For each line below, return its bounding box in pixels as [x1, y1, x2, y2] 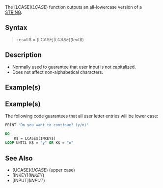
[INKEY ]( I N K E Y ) [12, 172, 45, 178]
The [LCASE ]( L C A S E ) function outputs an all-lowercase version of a [5, 4, 142, 10]
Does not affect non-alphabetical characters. [12, 69, 103, 75]
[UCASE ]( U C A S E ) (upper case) [12, 167, 75, 173]
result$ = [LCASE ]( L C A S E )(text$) [17, 36, 84, 42]
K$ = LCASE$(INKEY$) [14, 136, 56, 141]
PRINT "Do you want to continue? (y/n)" [5, 122, 89, 127]
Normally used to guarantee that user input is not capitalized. [12, 64, 136, 70]
